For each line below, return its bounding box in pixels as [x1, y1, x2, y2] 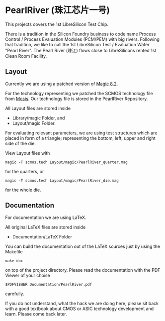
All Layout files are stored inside [5, 105, 71, 111]
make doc [5, 258, 23, 263]
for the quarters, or [5, 168, 44, 174]
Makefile [5, 248, 23, 254]
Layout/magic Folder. [12, 120, 56, 126]
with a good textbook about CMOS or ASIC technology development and [5, 306, 154, 312]
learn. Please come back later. [5, 311, 67, 317]
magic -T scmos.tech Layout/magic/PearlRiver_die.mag [5, 178, 119, 183]
